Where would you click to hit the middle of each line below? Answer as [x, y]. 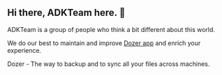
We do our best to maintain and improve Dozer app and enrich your [104, 43]
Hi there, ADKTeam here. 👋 [66, 13]
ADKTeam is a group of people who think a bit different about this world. [111, 29]
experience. [24, 50]
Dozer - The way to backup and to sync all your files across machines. [109, 64]
